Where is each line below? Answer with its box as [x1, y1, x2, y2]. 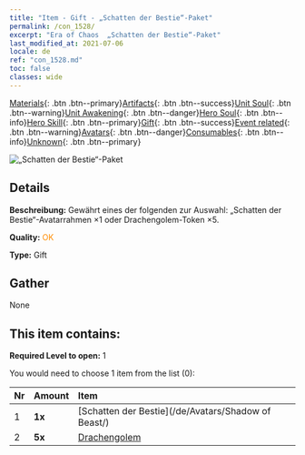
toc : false [9, 65, 51, 74]
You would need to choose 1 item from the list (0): [9, 368, 195, 379]
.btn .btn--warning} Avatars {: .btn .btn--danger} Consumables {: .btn [9, 126, 261, 137]
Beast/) [77, 416, 110, 429]
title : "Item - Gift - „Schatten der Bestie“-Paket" [9, 13, 213, 23]
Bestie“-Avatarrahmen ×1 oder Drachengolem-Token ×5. [9, 214, 220, 225]
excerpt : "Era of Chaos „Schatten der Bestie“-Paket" [9, 30, 221, 39]
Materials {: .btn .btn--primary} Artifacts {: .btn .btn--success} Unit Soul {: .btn [9, 97, 292, 108]
